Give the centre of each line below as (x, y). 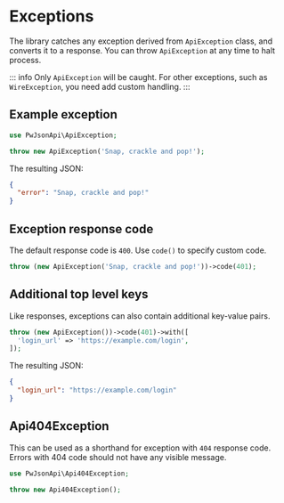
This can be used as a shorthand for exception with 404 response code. (140, 448)
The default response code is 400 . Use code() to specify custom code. (138, 250)
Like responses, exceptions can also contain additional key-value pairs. (140, 316)
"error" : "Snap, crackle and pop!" (83, 193)
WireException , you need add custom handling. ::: (100, 86)
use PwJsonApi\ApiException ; (63, 135)
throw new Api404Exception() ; (65, 490)
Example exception (63, 114)
